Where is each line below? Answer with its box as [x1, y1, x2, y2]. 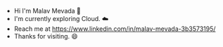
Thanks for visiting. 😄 [13, 32, 79, 40]
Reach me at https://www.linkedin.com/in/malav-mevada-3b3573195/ [13, 25, 216, 33]
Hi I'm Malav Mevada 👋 [13, 7, 81, 15]
